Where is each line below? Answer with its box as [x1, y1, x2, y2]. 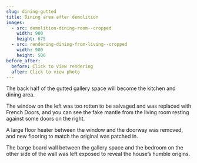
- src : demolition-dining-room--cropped [11, 25, 112, 31]
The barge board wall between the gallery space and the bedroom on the [6, 144, 183, 151]
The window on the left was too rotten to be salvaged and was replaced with [6, 102, 192, 109]
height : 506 [16, 52, 46, 58]
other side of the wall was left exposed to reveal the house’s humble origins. [6, 151, 191, 158]
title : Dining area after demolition [6, 14, 99, 20]
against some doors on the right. [6, 115, 85, 122]
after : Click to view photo [11, 69, 81, 75]
